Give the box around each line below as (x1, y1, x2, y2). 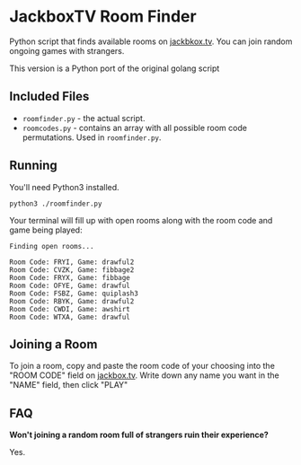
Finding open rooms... (9, 241, 94, 250)
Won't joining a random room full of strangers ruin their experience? (9, 429, 270, 441)
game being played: (9, 224, 83, 235)
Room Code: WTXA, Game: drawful (9, 312, 130, 321)
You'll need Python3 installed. (9, 181, 120, 192)
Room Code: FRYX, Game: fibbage (9, 273, 130, 282)
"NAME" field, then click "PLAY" (9, 380, 128, 390)
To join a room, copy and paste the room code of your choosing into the (9, 361, 276, 372)
